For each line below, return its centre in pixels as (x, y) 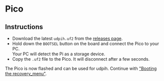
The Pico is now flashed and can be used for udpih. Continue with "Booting (81, 68)
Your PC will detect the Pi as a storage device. (59, 54)
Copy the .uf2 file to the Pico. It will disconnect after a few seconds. (81, 59)
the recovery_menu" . (26, 73)
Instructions (24, 27)
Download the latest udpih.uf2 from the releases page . (67, 38)
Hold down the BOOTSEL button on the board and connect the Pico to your (85, 44)
